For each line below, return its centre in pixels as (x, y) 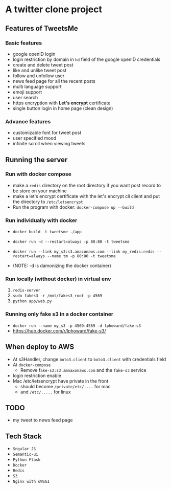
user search (25, 97)
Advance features (28, 121)
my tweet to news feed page (43, 420)
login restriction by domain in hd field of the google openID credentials (87, 59)
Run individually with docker (41, 220)
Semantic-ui (25, 454)
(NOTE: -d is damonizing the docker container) (62, 266)
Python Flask (27, 460)
